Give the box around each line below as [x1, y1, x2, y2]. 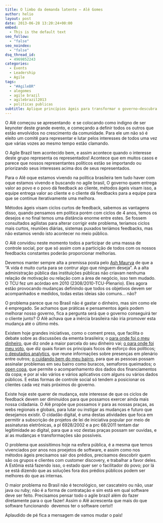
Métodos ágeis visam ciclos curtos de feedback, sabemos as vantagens [5, 204, 149, 210]
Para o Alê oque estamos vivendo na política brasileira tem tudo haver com [5, 174, 155, 180]
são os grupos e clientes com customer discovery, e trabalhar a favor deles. [5, 457, 157, 463]
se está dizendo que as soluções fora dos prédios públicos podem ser [5, 467, 146, 473]
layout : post [5, 16, 32, 21]
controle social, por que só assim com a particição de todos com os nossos [5, 245, 156, 251]
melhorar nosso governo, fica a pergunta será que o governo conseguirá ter [5, 310, 157, 316]
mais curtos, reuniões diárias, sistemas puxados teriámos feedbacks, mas [5, 225, 153, 231]
